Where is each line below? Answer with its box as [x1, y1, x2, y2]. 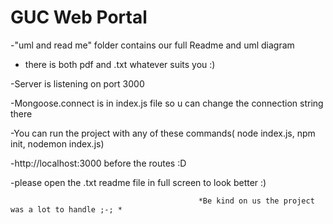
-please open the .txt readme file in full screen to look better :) [10, 176, 267, 188]
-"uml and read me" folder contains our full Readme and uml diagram [10, 39, 295, 51]
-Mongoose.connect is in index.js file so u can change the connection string [10, 97, 324, 109]
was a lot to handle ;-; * [10, 204, 123, 215]
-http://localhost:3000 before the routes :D [10, 157, 187, 169]
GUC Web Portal [10, 6, 148, 29]
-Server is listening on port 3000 [10, 77, 145, 90]
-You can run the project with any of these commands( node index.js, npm [10, 127, 316, 139]
